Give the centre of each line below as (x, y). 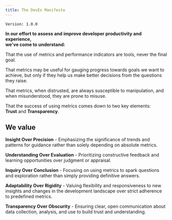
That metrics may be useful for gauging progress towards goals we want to (85, 70)
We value (21, 128)
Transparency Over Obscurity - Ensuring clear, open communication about (85, 206)
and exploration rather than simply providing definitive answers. (73, 176)
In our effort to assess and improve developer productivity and (74, 33)
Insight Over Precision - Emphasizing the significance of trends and (78, 140)
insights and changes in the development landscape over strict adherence (84, 191)
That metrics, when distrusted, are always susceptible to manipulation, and (85, 91)
